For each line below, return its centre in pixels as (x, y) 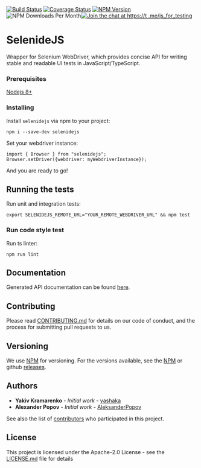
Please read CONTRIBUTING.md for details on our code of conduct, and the (101, 321)
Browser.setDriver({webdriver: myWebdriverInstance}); (77, 159)
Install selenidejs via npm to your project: (58, 121)
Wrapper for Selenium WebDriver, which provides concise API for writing (97, 57)
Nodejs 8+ (19, 92)
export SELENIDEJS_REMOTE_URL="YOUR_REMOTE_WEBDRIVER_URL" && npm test (98, 215)
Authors (22, 386)
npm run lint (23, 254)
